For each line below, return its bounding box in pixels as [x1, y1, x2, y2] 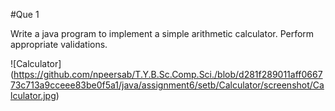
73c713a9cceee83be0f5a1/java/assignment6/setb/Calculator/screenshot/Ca [10, 79, 325, 91]
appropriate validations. [10, 39, 108, 50]
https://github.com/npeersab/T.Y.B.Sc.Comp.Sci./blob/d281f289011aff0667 [13, 69, 323, 80]
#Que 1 [10, 9, 40, 20]
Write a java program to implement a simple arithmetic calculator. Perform [10, 28, 315, 39]
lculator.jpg [10, 90, 57, 101]
